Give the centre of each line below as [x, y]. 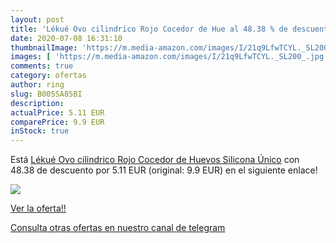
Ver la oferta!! [38, 208]
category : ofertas [48, 76]
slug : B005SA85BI [46, 94]
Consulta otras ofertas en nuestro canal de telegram [118, 228]
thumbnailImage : [44, 47]
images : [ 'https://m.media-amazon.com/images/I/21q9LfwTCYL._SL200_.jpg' [169, 57]
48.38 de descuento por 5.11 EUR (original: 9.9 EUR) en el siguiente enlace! [164, 170]
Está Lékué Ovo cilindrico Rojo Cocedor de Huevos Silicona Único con [155, 160]
